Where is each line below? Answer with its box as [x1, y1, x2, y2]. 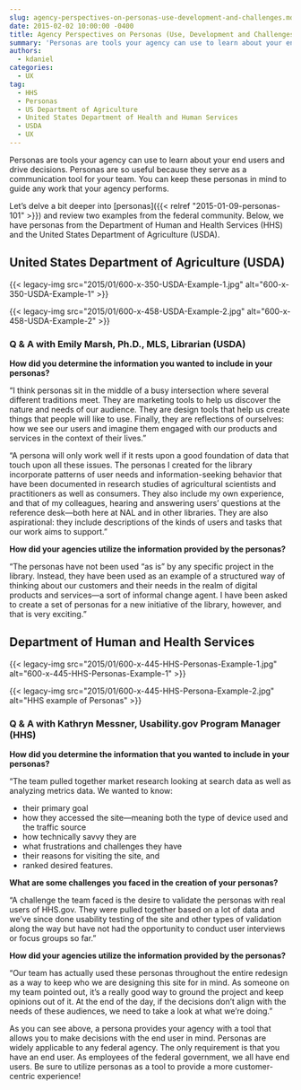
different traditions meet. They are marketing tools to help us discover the [9, 394, 281, 405]
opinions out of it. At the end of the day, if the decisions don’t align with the [9, 997, 287, 1007]
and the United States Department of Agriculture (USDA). [9, 229, 220, 240]
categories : [9, 64, 54, 73]
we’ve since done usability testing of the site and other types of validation [9, 914, 282, 925]
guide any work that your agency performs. [9, 183, 170, 194]
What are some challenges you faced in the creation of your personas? [9, 877, 279, 888]
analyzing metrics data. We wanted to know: [9, 786, 173, 797]
